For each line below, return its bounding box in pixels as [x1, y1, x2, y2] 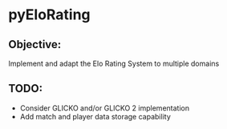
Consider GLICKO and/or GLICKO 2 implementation [19, 103, 190, 113]
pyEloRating [8, 6, 91, 24]
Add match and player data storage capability [19, 111, 171, 121]
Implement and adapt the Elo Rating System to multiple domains [8, 58, 220, 68]
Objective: [8, 38, 62, 51]
